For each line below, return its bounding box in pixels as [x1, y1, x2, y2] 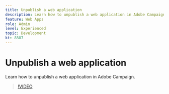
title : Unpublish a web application [5, 7, 82, 13]
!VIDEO [17, 83, 33, 89]
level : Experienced [5, 26, 46, 31]
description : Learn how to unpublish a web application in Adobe [5, 12, 145, 17]
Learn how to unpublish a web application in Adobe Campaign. [5, 73, 135, 79]
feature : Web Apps [5, 17, 44, 22]
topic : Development [5, 31, 46, 36]
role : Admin [5, 21, 30, 27]
